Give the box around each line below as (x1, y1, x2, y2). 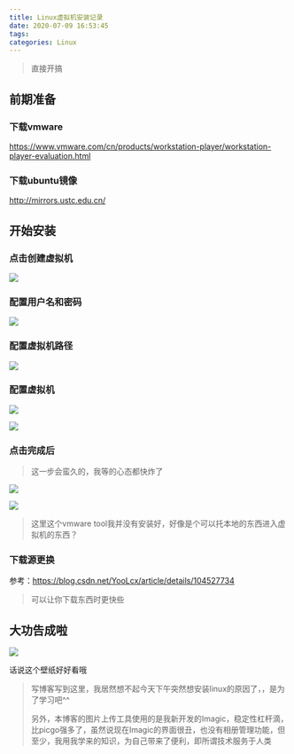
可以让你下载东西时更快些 (30, 594, 125, 605)
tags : (9, 29, 29, 38)
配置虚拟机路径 (9, 340, 73, 352)
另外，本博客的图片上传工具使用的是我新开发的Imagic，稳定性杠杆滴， (30, 713, 289, 724)
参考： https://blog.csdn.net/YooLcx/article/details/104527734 (9, 576, 235, 586)
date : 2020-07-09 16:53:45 (9, 21, 109, 30)
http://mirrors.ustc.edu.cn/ (9, 195, 106, 206)
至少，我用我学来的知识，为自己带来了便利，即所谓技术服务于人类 (30, 735, 272, 746)
